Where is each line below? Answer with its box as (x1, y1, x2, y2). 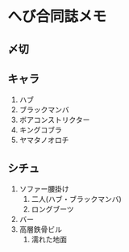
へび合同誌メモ (7, 7, 107, 26)
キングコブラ (19, 125, 62, 135)
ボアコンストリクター (19, 115, 90, 125)
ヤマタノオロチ (19, 135, 69, 145)
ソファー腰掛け (19, 184, 69, 194)
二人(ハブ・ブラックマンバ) (31, 195, 122, 204)
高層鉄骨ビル (19, 225, 62, 234)
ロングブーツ (31, 204, 74, 214)
